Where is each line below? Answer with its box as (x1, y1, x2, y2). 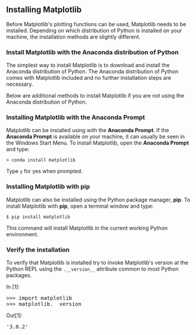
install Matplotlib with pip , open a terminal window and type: (6, 202, 154, 209)
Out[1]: (6, 312, 23, 319)
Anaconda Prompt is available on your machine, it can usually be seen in (6, 133, 185, 140)
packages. (6, 272, 32, 278)
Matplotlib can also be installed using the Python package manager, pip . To (6, 196, 191, 203)
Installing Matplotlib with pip (6, 183, 90, 191)
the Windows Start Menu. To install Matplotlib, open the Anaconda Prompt (6, 139, 189, 146)
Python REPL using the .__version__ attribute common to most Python (6, 265, 179, 273)
